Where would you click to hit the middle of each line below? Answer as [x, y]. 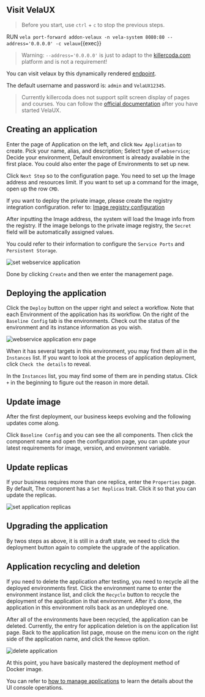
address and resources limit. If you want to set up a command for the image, [102, 182]
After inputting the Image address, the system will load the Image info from [100, 219]
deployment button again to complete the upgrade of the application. [93, 547]
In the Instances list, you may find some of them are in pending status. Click [102, 376]
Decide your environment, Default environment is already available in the [98, 157]
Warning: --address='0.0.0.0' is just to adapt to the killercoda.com [106, 55]
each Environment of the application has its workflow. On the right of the [98, 314]
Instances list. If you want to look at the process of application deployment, [101, 358]
